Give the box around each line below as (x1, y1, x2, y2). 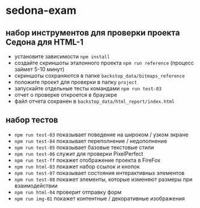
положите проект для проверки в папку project (14, 79, 138, 85)
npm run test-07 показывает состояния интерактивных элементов (14, 169, 185, 176)
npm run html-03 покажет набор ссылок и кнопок (14, 163, 141, 170)
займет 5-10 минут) (14, 66, 65, 73)
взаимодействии (14, 182, 58, 189)
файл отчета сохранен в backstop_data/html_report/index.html (14, 97, 175, 105)
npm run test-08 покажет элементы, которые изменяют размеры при (14, 176, 193, 183)
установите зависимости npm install (14, 53, 111, 60)
